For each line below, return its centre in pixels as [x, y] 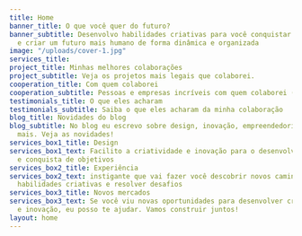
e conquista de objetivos [66, 159]
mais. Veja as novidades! [66, 135]
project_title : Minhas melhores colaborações [96, 68]
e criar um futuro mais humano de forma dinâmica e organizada [138, 43]
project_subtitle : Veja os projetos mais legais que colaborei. [132, 76]
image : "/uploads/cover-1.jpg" [68, 51]
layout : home [34, 218]
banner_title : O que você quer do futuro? [90, 26]
